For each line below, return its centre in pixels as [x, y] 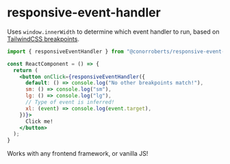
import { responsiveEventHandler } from [66, 51]
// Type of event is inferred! [70, 102]
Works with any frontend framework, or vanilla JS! [78, 154]
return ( [26, 70]
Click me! [39, 121]
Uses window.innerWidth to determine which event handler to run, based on [113, 32]
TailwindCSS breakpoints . [43, 38]
